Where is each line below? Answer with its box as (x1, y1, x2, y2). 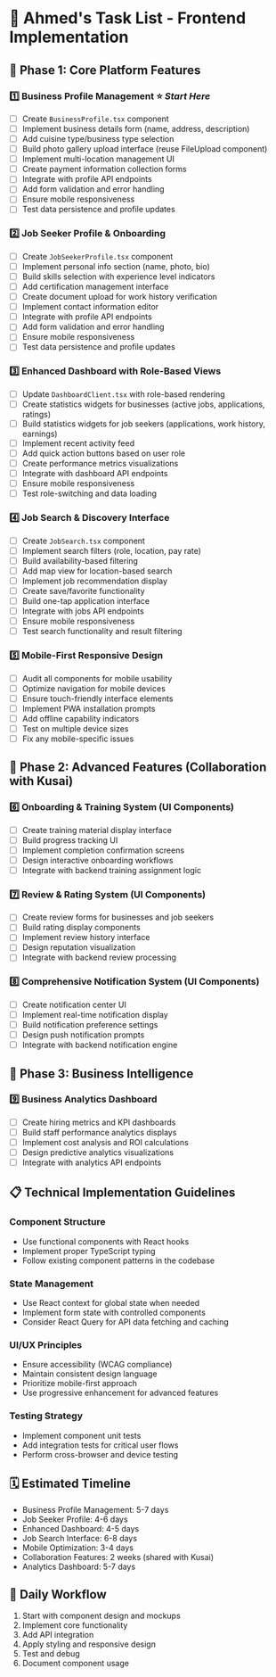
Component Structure (9, 1216, 106, 1228)
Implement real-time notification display (21, 1009, 169, 1020)
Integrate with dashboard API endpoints (21, 468, 168, 479)
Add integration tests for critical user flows (21, 1440, 179, 1450)
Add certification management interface (21, 281, 169, 292)
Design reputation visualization (21, 942, 136, 953)
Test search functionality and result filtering (21, 626, 183, 637)
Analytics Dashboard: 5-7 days (21, 1561, 136, 1572)
